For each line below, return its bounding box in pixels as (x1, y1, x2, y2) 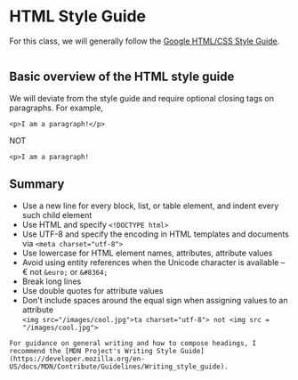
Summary (9, 176, 65, 192)
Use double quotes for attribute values (21, 285, 164, 295)
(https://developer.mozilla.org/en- (9, 354, 145, 363)
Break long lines (21, 276, 82, 287)
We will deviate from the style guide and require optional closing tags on (9, 93, 274, 103)
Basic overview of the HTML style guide (9, 69, 235, 85)
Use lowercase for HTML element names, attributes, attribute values (21, 247, 273, 258)
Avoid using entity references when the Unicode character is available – (21, 256, 286, 268)
